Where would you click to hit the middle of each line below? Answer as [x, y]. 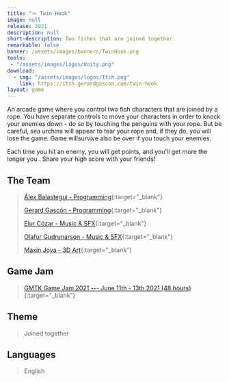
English [34, 371]
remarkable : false [33, 45]
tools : [16, 58]
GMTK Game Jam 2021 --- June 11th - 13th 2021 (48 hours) [107, 288]
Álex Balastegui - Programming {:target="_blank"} [93, 196]
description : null [33, 33]
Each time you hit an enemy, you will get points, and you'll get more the [107, 152]
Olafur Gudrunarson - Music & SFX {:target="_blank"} [98, 236]
